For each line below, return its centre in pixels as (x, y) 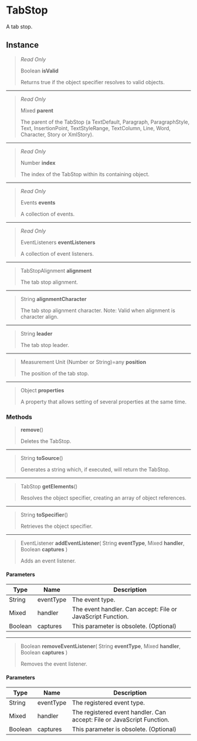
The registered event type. (109, 703)
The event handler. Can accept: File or (125, 609)
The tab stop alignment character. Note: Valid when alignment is (98, 310)
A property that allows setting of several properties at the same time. (103, 402)
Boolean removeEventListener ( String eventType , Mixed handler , (100, 646)
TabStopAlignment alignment (56, 270)
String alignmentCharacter (53, 299)
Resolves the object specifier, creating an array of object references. (103, 498)
